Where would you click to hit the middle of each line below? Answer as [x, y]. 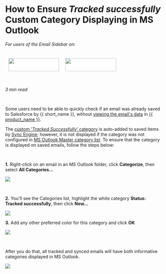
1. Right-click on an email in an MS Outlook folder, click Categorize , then [80, 164]
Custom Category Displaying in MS [79, 20]
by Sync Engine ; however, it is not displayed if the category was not [75, 134]
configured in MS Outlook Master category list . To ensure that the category [82, 139]
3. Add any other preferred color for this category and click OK [70, 223]
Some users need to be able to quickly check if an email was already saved [83, 109]
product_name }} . [23, 119]
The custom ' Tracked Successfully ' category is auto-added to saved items [82, 129]
